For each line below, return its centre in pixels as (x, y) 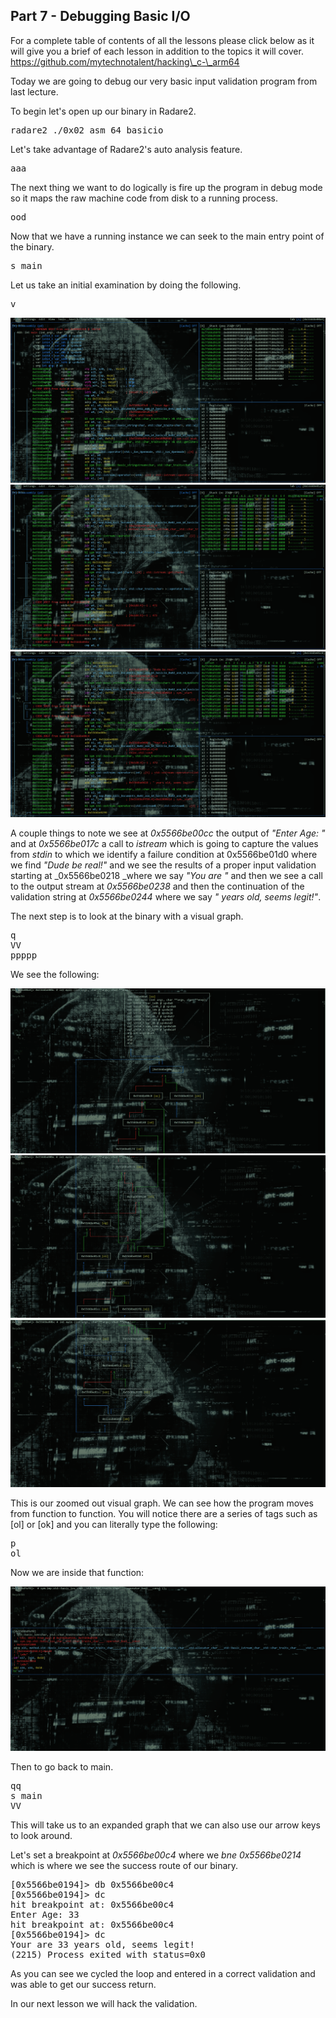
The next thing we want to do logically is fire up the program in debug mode (166, 187)
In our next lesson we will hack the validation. (104, 2004)
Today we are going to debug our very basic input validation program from (164, 81)
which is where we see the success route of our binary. (124, 1866)
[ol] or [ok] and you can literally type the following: (114, 1524)
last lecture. (34, 91)
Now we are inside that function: (77, 1572)
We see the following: (55, 974)
